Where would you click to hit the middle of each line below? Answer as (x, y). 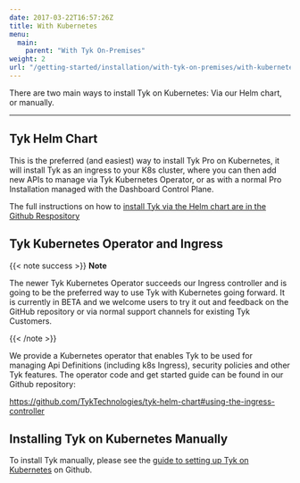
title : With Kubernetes (54, 26)
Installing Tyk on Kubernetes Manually (119, 439)
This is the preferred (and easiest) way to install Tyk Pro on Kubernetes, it (144, 160)
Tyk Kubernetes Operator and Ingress (116, 244)
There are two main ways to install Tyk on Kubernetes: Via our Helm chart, (146, 93)
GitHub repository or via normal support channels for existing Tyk (129, 311)
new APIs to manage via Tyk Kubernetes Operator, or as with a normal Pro (146, 179)
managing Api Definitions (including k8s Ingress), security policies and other (150, 365)
